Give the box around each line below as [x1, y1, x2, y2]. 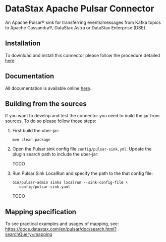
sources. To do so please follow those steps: [5, 118, 97, 124]
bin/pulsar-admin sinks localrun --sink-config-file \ [12, 180, 128, 185]
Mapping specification [5, 207, 77, 216]
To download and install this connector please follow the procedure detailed [5, 52, 160, 58]
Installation [5, 39, 41, 48]
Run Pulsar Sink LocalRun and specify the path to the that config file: [12, 170, 153, 176]
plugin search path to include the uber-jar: [12, 151, 99, 157]
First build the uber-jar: [12, 128, 59, 134]
